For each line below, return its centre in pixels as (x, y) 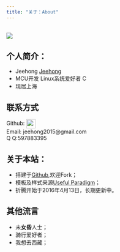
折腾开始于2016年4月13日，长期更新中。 (66, 190)
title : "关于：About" (32, 12)
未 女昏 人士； (31, 227)
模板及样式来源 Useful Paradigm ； (58, 183)
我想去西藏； (31, 242)
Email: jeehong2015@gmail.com (47, 132)
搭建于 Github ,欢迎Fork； (46, 175)
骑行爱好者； (31, 235)
